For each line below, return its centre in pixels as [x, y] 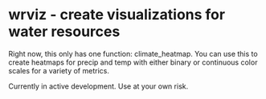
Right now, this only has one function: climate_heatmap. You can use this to [133, 53]
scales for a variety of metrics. [59, 70]
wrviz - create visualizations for [117, 15]
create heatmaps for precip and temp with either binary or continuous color [133, 62]
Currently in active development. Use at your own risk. [98, 86]
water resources [64, 32]
